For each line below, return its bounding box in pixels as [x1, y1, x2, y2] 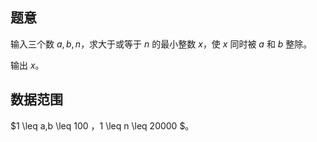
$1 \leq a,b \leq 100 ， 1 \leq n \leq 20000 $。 [10, 119, 195, 132]
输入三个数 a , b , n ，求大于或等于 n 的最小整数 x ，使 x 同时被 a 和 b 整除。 [10, 38, 313, 50]
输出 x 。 [10, 59, 45, 71]
